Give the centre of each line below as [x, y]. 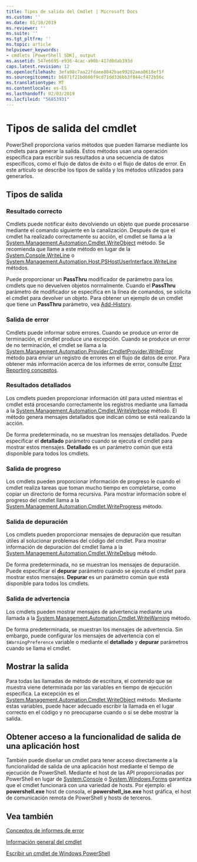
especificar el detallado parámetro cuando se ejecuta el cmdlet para [89, 441]
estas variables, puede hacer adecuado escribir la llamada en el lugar [90, 706]
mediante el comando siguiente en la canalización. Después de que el [91, 230]
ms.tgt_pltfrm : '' [29, 39]
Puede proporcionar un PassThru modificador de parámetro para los [89, 279]
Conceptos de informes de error [45, 831]
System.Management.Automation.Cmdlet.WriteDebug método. [82, 553]
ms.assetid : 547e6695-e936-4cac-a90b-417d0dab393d [69, 61]
